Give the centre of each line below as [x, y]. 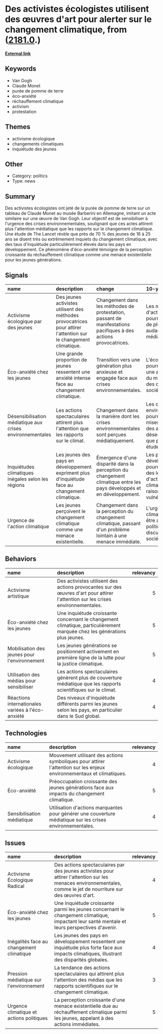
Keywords [21, 69]
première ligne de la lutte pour [91, 657]
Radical [16, 886]
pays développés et [119, 488]
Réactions [19, 698]
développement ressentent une [90, 942]
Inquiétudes [21, 467]
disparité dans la [115, 464]
